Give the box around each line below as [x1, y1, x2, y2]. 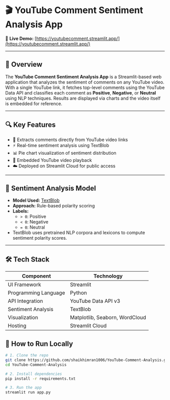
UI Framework [8, 281, 41, 288]
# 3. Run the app [5, 385, 42, 390]
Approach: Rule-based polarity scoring [12, 203, 95, 209]
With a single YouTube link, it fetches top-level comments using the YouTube [5, 84, 165, 91]
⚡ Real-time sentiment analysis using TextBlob [12, 142, 110, 148]
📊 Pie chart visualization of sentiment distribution [12, 150, 116, 156]
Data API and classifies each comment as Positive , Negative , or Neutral [5, 90, 156, 96]
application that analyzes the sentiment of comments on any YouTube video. [5, 79, 164, 85]
